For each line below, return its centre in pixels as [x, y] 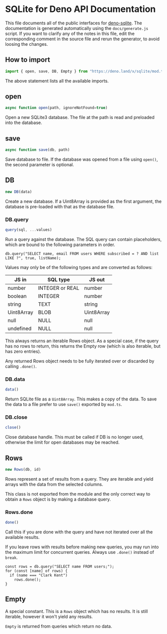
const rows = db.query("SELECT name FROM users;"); [60, 567]
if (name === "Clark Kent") [39, 575]
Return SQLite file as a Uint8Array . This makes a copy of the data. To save [81, 399]
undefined [20, 328]
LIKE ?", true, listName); [33, 258]
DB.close [16, 417]
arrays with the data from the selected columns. [54, 484]
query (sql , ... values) [29, 230]
